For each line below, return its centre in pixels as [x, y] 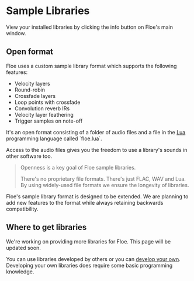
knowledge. [20, 272]
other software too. [29, 156]
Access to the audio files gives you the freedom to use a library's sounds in [97, 150]
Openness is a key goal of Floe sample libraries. [78, 167]
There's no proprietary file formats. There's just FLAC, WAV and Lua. [103, 179]
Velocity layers [32, 83]
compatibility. [22, 209]
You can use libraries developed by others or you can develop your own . [93, 259]
